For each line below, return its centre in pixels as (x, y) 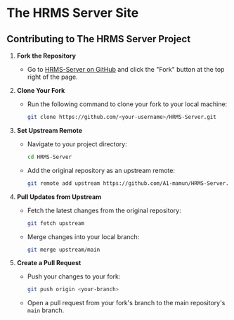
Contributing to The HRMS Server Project (99, 39)
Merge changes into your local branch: (83, 236)
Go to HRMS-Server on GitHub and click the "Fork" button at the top (126, 69)
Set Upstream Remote (49, 130)
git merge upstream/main (64, 250)
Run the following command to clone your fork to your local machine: (127, 104)
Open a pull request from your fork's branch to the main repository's (126, 303)
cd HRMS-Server (49, 157)
